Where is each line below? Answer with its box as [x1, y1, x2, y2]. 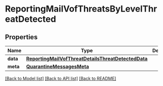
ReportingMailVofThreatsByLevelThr [5, 3, 157, 14]
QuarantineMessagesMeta [26, 63, 89, 70]
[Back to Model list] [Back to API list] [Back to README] [5, 76, 116, 81]
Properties [5, 33, 38, 41]
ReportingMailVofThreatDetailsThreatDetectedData [26, 56, 148, 62]
